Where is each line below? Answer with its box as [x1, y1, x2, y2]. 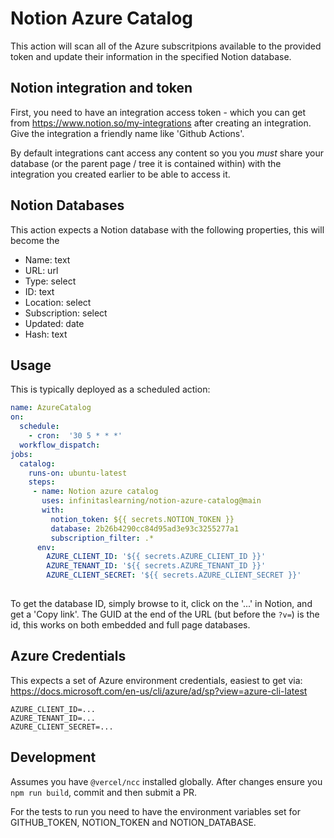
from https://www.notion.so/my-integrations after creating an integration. [10, 117, 312, 129]
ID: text [24, 285, 55, 297]
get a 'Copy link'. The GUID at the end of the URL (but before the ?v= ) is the [10, 608, 320, 620]
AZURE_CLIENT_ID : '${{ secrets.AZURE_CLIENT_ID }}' [46, 552, 267, 562]
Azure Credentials [10, 648, 127, 665]
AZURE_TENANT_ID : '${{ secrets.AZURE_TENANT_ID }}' [46, 561, 267, 571]
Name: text [24, 253, 71, 266]
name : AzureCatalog [10, 403, 92, 413]
